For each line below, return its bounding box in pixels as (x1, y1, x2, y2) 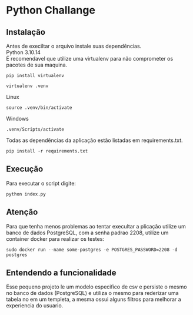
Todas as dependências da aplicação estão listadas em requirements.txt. (6, 137, 184, 144)
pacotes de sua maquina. (6, 61, 68, 68)
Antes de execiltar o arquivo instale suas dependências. (6, 42, 142, 49)
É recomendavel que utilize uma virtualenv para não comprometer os (6, 55, 174, 62)
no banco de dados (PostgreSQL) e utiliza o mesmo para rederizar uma (6, 290, 179, 297)
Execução (6, 164, 44, 174)
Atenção (6, 207, 38, 217)
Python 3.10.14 (6, 49, 41, 56)
